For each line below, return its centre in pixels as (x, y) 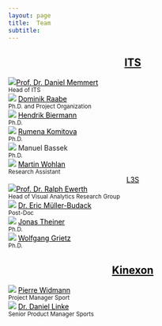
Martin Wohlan (41, 164)
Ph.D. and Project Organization (50, 107)
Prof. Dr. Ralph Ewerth (52, 189)
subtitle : (24, 30)
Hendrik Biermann (47, 115)
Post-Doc (21, 213)
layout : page (30, 15)
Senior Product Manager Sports (51, 314)
